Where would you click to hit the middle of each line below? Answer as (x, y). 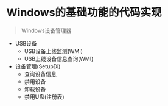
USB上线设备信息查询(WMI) (59, 58)
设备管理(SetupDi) (38, 66)
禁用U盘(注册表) (44, 97)
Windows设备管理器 (46, 30)
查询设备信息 (40, 74)
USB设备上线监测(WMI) (54, 51)
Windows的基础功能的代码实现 (84, 12)
